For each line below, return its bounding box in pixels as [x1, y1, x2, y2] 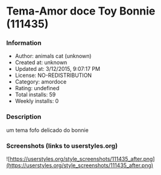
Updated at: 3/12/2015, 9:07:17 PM [14, 65, 101, 73]
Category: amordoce [14, 78, 67, 85]
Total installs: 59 [14, 91, 56, 98]
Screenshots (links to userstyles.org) [6, 141, 118, 150]
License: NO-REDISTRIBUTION [14, 71, 92, 79]
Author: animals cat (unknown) [14, 53, 92, 60]
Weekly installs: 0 [14, 97, 59, 105]
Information [6, 39, 42, 47]
